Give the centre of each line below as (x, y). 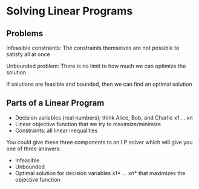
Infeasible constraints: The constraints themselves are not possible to (93, 48)
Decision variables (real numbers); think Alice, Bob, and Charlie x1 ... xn (104, 117)
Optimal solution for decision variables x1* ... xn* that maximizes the (100, 173)
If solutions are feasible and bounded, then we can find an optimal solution (99, 84)
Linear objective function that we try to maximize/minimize (88, 124)
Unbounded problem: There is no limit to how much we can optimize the (96, 66)
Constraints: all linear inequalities (56, 130)
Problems (25, 34)
